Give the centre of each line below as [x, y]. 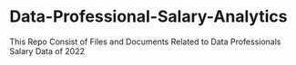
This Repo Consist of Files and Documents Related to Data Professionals [145, 42]
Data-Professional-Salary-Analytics [148, 17]
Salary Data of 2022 [47, 51]
